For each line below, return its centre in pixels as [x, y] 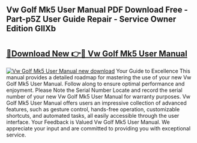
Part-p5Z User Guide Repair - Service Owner [91, 20]
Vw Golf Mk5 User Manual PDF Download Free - [97, 10]
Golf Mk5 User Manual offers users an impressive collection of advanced [97, 103]
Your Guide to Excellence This [153, 71]
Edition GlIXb [31, 29]
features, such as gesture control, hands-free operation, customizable [93, 109]
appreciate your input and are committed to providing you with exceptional [98, 128]
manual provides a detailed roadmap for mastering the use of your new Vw [99, 77]
